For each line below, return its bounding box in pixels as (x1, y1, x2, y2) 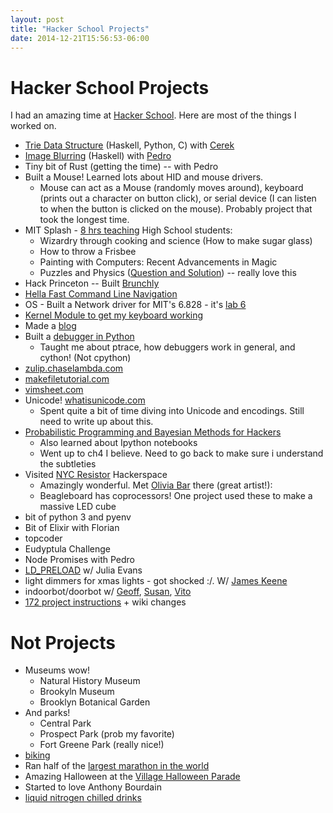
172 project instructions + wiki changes (24, 596, 187, 608)
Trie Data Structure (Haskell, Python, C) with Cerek (24, 139, 235, 151)
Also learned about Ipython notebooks (39, 437, 198, 449)
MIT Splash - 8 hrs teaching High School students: (24, 224, 233, 236)
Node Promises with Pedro (24, 554, 135, 566)
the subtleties (39, 458, 97, 470)
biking (24, 749, 51, 761)
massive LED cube (39, 501, 117, 513)
